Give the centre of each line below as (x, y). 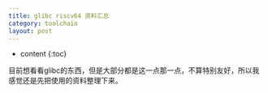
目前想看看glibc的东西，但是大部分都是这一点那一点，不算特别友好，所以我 (134, 70)
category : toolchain (43, 23)
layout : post (30, 31)
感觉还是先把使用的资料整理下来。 (65, 81)
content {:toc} (43, 54)
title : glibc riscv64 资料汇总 (59, 16)
